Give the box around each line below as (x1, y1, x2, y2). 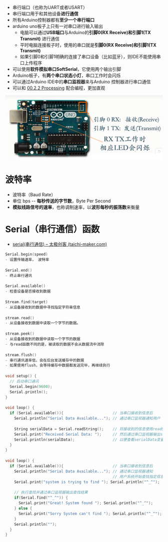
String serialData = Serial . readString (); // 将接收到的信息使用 (14, 426, 153, 432)
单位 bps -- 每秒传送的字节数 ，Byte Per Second (12, 198, 111, 204)
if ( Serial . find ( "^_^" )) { (14, 495, 68, 500)
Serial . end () (5, 267, 32, 273)
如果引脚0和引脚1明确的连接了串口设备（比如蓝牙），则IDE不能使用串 (19, 54, 161, 59)
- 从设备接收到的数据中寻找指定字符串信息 (5, 305, 81, 310)
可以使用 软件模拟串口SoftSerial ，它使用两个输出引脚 (12, 66, 121, 72)
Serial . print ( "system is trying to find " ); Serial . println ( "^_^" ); (14, 479, 160, 484)
